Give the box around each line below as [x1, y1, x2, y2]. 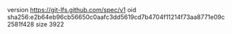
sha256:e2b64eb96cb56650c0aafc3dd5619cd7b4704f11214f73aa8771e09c [7, 13, 225, 21]
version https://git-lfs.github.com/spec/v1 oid [7, 6, 137, 14]
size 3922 [35, 20, 65, 28]
